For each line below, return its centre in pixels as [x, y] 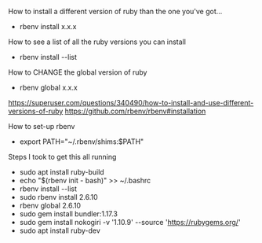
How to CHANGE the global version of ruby [78, 72]
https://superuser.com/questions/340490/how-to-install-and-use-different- [131, 103]
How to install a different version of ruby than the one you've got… [115, 11]
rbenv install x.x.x [48, 26]
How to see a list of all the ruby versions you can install [97, 42]
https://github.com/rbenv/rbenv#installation [135, 111]
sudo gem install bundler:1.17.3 [68, 214]
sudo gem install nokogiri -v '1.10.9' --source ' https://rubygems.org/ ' [130, 222]
